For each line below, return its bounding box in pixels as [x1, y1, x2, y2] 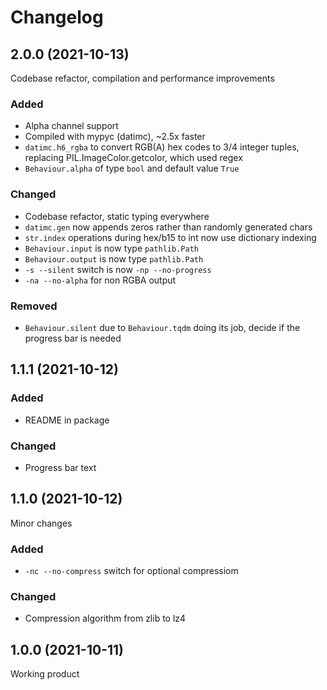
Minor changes [10, 517, 73, 529]
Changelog [10, 6, 104, 29]
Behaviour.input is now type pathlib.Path [24, 242, 199, 254]
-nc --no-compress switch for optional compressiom [24, 564, 239, 576]
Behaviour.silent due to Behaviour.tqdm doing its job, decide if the [24, 321, 301, 333]
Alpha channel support [24, 120, 119, 132]
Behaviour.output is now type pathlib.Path [24, 252, 204, 265]
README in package [24, 414, 110, 426]
